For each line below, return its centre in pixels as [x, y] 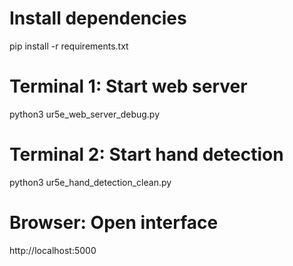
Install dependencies [98, 18]
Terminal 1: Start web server [128, 86]
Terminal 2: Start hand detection [146, 154]
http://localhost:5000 [53, 250]
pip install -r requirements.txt [69, 46]
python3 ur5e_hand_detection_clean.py [90, 182]
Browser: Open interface [114, 223]
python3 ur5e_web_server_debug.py [85, 114]
